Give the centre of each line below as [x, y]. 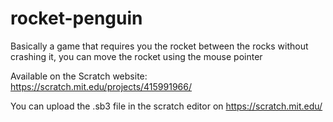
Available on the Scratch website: [79, 76]
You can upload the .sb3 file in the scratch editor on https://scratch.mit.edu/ [166, 106]
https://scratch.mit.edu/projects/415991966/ [101, 86]
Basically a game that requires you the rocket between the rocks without [159, 46]
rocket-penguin [76, 18]
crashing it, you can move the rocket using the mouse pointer [136, 56]
